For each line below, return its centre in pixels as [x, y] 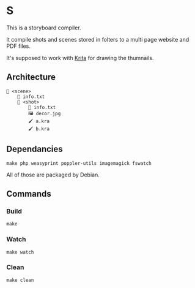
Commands [29, 194]
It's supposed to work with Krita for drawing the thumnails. [80, 58]
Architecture [31, 77]
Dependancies [35, 149]
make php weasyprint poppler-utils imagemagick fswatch [79, 163]
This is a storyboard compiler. [44, 28]
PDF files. [18, 46]
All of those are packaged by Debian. [53, 175]
